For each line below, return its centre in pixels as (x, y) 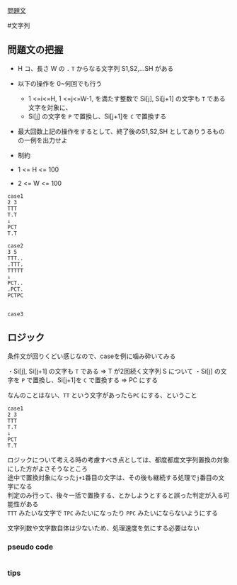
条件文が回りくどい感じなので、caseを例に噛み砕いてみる (92, 356)
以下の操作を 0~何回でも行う (60, 83)
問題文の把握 (35, 50)
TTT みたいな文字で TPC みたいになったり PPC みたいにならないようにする (112, 513)
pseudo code (30, 547)
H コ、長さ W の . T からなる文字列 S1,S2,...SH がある (96, 68)
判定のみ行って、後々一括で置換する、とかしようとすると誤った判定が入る (116, 495)
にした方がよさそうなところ (48, 468)
